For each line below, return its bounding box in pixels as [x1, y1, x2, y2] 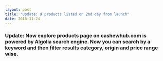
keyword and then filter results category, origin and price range [5, 44, 158, 51]
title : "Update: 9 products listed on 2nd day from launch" [5, 12, 130, 17]
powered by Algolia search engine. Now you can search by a [5, 39, 151, 45]
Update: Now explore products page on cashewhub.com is [5, 32, 147, 39]
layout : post [5, 7, 32, 12]
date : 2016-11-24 [5, 16, 40, 21]
